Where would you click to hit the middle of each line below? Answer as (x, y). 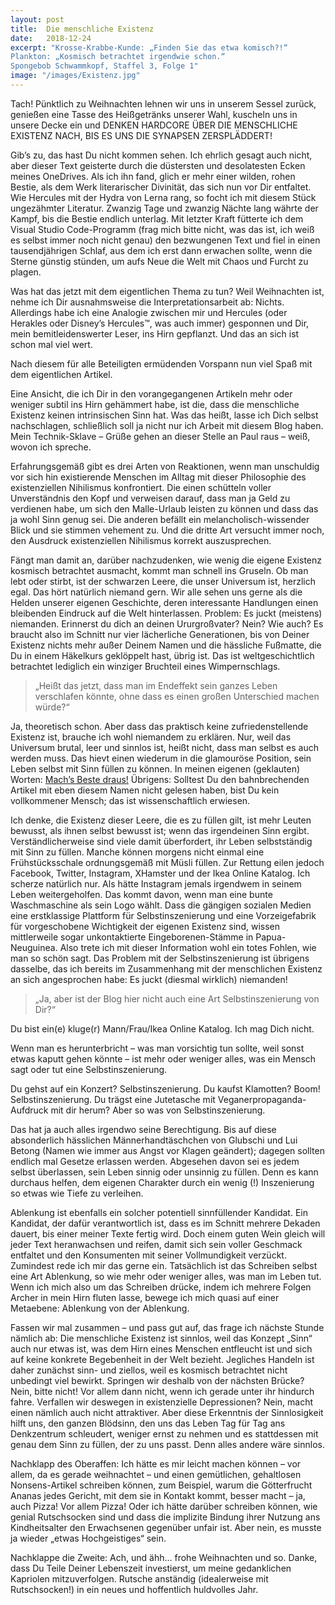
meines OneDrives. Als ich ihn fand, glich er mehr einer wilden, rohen (153, 176)
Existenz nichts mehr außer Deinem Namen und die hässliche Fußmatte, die (166, 645)
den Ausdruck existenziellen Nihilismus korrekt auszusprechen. (141, 540)
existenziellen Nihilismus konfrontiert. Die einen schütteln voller (141, 487)
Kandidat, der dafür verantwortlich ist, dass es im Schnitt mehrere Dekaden (165, 1223)
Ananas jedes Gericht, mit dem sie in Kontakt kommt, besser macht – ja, (158, 1495)
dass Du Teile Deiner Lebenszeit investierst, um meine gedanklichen (151, 1568)
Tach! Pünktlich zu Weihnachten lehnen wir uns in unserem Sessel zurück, (163, 103)
